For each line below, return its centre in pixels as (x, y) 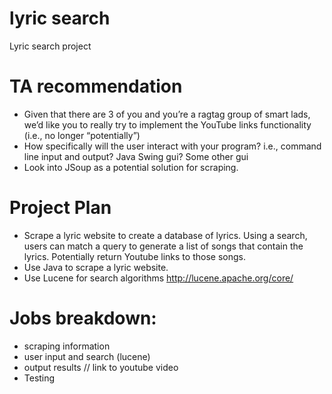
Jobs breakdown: (83, 318)
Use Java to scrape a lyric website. (96, 267)
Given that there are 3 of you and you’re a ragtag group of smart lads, (167, 114)
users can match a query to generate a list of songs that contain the (163, 246)
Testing (39, 378)
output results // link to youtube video (101, 367)
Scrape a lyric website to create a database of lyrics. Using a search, (165, 235)
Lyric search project (50, 46)
